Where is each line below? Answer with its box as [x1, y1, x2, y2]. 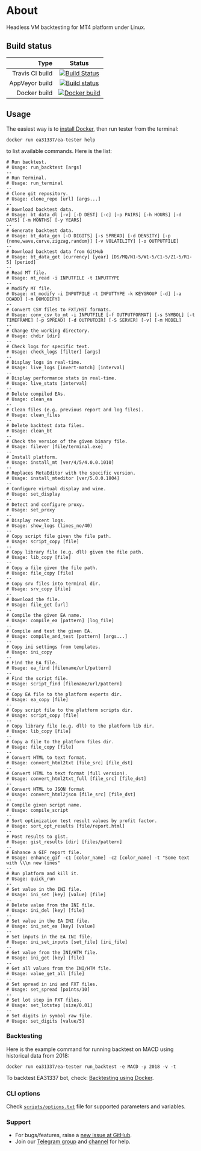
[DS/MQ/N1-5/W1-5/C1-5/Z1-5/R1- [111, 254, 193, 260]
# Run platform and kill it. [6, 870, 79, 876]
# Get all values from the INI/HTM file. [6, 965, 112, 972]
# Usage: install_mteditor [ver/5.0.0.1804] [6, 475, 120, 481]
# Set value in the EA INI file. [6, 918, 90, 924]
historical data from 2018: [6, 1052, 70, 1059]
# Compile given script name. [6, 802, 82, 808]
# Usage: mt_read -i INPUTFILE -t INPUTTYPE [6, 275, 120, 281]
